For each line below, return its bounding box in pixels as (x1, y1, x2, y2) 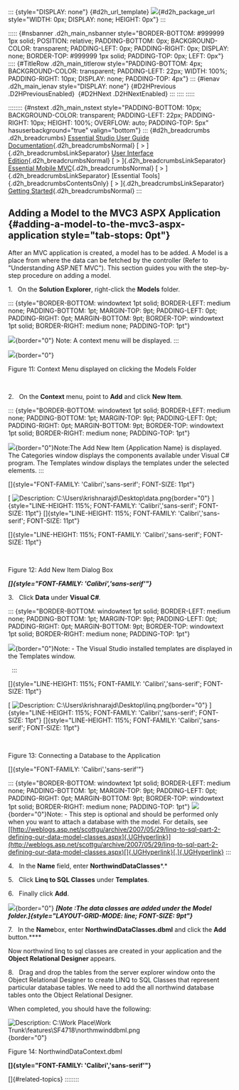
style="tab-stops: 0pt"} (60, 229, 171, 242)
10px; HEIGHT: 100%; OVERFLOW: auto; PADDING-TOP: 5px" (30, 118, 209, 127)
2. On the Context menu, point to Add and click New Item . (8, 392, 184, 400)
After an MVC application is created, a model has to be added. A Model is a (8, 248, 228, 256)
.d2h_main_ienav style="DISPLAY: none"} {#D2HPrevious (8, 82, 176, 90)
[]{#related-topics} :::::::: (8, 1074, 80, 1083)
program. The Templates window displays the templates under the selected (8, 458, 230, 467)
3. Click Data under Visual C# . (8, 593, 102, 601)
